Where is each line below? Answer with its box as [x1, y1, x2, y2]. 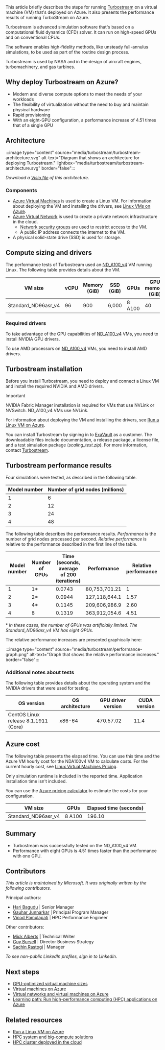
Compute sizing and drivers [5, 248, 92, 257]
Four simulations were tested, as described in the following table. [5, 474, 137, 480]
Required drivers [5, 319, 46, 326]
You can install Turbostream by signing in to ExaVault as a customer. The [5, 431, 152, 438]
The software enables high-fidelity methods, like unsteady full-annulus [5, 44, 148, 49]
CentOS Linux [8, 711, 40, 718]
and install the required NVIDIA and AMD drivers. [5, 383, 104, 389]
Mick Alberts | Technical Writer [12, 933, 75, 940]
